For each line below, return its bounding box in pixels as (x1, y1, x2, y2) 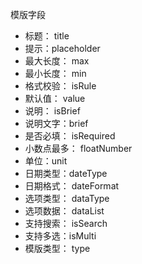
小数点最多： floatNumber (24, 143, 133, 154)
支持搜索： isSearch (24, 218, 108, 229)
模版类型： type (24, 243, 91, 254)
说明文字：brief (24, 118, 89, 129)
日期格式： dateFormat (24, 180, 120, 192)
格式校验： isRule (24, 80, 97, 92)
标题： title (24, 30, 70, 42)
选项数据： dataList (24, 205, 105, 217)
